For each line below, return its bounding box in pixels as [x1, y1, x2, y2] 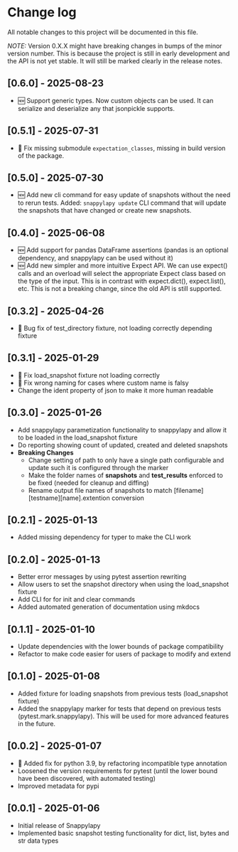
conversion [111, 494, 144, 502]
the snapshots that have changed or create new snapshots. [17, 206, 192, 215]
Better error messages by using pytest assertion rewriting [17, 573, 187, 581]
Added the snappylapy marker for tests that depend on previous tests [17, 704, 222, 713]
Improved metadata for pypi [17, 782, 99, 790]
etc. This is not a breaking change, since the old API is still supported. [17, 284, 222, 293]
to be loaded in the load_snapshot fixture [17, 433, 138, 442]
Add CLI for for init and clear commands [17, 595, 136, 604]
